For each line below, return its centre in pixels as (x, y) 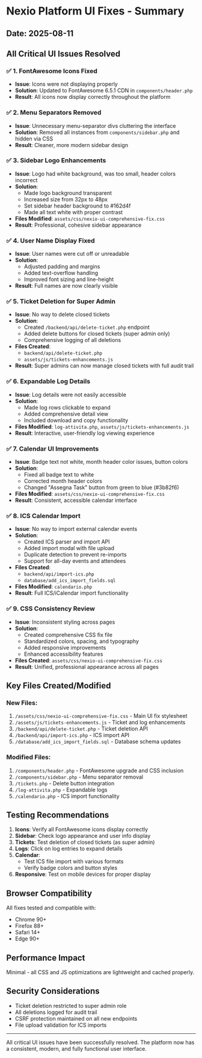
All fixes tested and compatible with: (51, 908)
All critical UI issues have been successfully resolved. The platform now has (100, 1042)
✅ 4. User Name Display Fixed (50, 241)
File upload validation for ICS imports (61, 1025)
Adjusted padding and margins (62, 267)
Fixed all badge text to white (59, 475)
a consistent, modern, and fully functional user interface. (77, 1048)
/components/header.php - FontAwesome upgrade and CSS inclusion (99, 770)
